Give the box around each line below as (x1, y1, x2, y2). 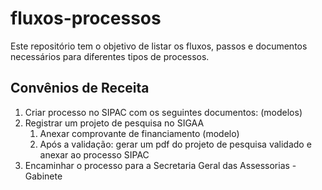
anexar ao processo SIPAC (39, 148, 150, 161)
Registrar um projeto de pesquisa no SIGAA (24, 117, 205, 129)
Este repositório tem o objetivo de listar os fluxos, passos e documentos (10, 40, 308, 52)
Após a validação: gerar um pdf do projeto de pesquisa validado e (39, 138, 312, 150)
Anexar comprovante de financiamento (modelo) (39, 127, 240, 139)
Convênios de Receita (10, 80, 150, 97)
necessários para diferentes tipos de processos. (10, 50, 210, 62)
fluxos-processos (10, 7, 162, 30)
